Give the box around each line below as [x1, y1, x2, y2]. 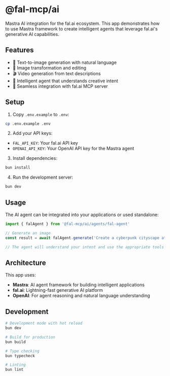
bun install [5, 165, 30, 170]
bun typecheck [5, 353, 35, 358]
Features [5, 46, 34, 54]
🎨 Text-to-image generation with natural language [12, 59, 117, 65]
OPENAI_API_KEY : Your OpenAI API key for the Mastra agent [12, 146, 135, 152]
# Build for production [5, 334, 56, 339]
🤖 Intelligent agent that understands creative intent [12, 78, 118, 84]
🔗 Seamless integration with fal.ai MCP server [12, 83, 108, 89]
